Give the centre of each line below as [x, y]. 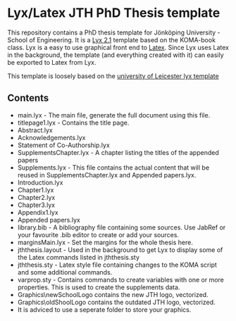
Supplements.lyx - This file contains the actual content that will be [113, 168]
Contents [28, 98]
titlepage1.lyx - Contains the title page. [73, 122]
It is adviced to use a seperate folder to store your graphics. [104, 309]
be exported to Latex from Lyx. [52, 62]
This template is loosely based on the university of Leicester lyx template [113, 76]
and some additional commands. [65, 272]
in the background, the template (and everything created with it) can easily [116, 55]
